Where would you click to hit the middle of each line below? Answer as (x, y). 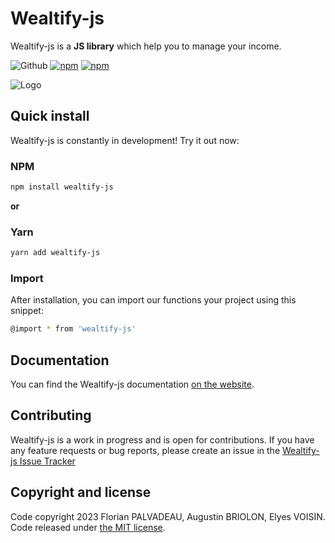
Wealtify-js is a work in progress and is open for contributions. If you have (162, 439)
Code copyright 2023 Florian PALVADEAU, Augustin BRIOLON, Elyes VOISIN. (168, 516)
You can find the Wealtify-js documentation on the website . (132, 384)
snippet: (27, 311)
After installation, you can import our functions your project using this (153, 300)
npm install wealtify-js (62, 187)
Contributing (51, 415)
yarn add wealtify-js (55, 253)
